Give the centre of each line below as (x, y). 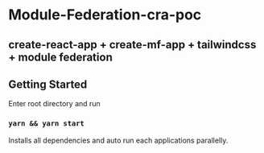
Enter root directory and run (54, 104)
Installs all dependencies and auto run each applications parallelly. (118, 140)
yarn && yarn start (46, 124)
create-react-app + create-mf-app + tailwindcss (132, 45)
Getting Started (48, 84)
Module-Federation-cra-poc (105, 15)
